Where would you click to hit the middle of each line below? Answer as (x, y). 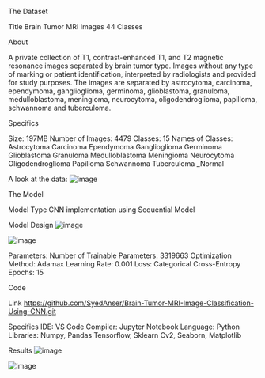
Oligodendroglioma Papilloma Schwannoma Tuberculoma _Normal (116, 164)
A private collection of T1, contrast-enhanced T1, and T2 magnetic (116, 57)
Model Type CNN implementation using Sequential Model (102, 210)
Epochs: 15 (26, 272)
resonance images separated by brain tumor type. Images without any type (131, 66)
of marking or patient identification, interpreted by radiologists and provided (132, 74)
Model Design (31, 225)
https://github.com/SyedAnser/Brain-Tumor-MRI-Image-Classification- (139, 303)
